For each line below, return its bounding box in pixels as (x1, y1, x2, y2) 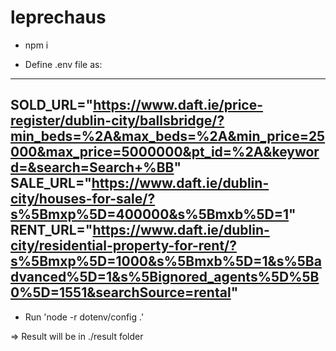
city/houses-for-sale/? (10, 191, 156, 208)
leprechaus (10, 6, 107, 29)
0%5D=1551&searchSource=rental (10, 284, 232, 301)
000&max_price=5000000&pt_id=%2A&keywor (10, 144, 320, 161)
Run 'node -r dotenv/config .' (24, 311, 145, 323)
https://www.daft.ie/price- (93, 97, 264, 114)
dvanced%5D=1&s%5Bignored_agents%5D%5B (10, 269, 320, 286)
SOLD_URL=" (10, 97, 94, 114)
